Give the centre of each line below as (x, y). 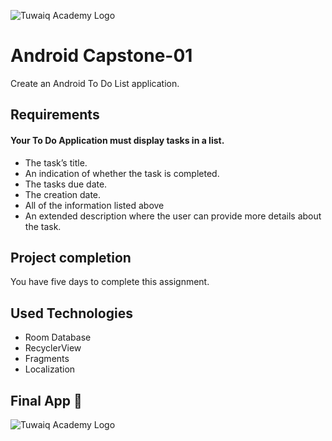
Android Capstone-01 (101, 56)
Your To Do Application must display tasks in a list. (117, 140)
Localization (50, 369)
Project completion (71, 257)
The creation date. (63, 194)
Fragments (47, 359)
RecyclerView (53, 348)
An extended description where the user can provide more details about (173, 216)
